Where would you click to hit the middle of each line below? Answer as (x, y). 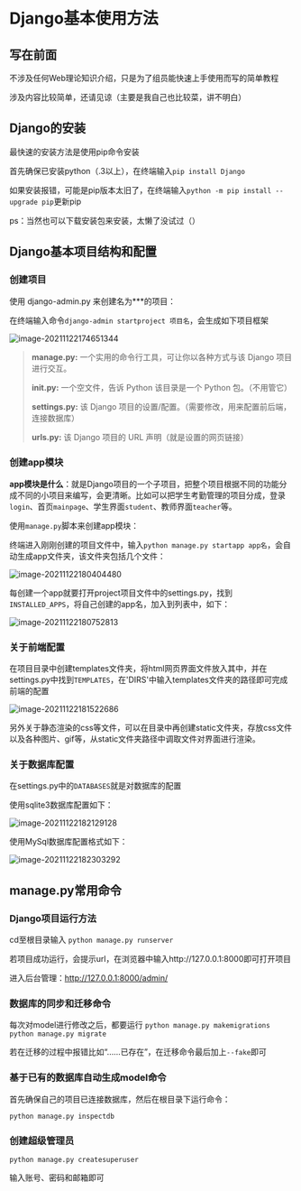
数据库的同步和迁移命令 (60, 1004)
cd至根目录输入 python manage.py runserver (91, 940)
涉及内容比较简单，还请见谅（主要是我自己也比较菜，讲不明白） (128, 97)
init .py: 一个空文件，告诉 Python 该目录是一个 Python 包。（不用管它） (162, 387)
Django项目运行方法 (53, 919)
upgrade (24, 202)
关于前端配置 (37, 647)
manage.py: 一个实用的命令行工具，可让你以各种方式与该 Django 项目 (162, 356)
